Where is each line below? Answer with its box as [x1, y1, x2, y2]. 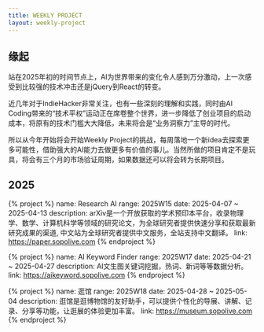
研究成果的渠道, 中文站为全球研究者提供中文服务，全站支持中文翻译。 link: [8, 228, 247, 238]
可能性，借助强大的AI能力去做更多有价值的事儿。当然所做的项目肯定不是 [14, 145, 249, 154]
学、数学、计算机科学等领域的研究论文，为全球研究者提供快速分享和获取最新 [8, 218, 256, 228]
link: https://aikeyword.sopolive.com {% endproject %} [8, 271, 186, 280]
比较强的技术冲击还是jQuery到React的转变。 [21, 82, 166, 91]
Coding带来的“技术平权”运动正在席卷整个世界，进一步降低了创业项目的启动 [8, 109, 251, 118]
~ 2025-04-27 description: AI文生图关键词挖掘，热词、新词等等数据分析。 [8, 261, 248, 271]
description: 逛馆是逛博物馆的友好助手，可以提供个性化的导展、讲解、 [18, 297, 245, 306]
